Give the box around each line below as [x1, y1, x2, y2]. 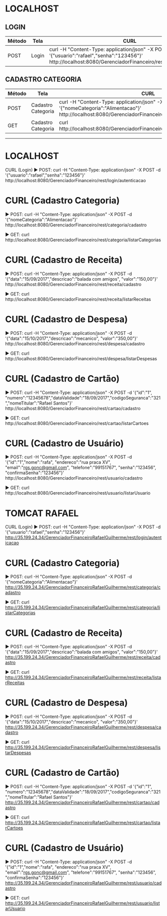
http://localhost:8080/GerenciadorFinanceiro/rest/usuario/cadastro [5, 475, 143, 481]
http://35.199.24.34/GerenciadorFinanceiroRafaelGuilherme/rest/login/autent [5, 534, 162, 540]
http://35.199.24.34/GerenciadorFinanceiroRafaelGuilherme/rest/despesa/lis [5, 744, 161, 750]
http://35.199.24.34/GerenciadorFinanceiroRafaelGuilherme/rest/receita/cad [5, 654, 161, 660]
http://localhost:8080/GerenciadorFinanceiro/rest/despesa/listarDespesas [5, 355, 158, 361]
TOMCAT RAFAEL [5, 508, 79, 519]
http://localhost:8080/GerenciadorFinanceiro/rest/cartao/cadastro [5, 405, 141, 411]
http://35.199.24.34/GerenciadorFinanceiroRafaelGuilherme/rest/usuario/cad [5, 880, 162, 886]
